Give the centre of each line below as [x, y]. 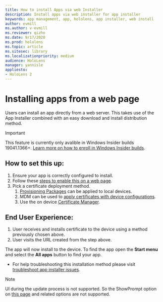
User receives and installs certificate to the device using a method [80, 229]
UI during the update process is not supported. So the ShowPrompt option [81, 289]
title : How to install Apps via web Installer [54, 10]
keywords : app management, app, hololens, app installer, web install [80, 19]
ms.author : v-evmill [27, 28]
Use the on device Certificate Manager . [60, 202]
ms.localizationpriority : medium [40, 56]
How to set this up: [35, 164]
